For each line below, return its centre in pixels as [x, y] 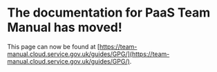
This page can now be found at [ [54, 46]
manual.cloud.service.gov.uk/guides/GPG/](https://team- [88, 54]
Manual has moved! [65, 27]
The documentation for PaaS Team [109, 13]
